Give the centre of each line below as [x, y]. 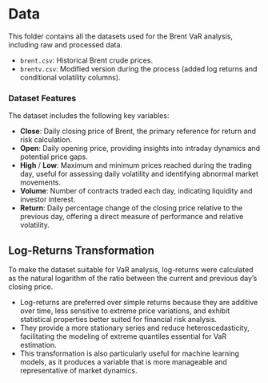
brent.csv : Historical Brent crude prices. [86, 60]
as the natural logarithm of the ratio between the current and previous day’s [133, 279]
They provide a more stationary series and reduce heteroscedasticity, [134, 328]
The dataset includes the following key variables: [89, 116]
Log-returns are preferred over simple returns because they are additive [139, 303]
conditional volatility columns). [70, 77]
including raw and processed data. [65, 44]
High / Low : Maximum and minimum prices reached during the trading [136, 165]
